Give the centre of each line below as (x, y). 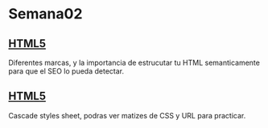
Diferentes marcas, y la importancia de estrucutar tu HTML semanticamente (134, 62)
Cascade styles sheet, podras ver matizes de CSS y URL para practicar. (127, 115)
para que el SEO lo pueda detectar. (66, 71)
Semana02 (45, 14)
